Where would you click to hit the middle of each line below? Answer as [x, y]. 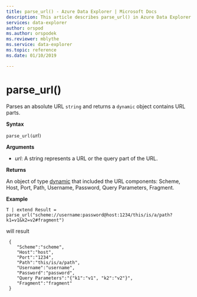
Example [17, 199]
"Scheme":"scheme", [41, 247]
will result [18, 231]
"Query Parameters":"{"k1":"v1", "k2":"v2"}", [75, 278]
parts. [13, 112]
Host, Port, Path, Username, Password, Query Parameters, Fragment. [90, 187]
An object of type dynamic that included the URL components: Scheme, [93, 181]
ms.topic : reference [32, 50]
